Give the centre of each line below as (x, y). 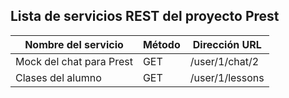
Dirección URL (227, 44)
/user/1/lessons (227, 77)
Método (161, 44)
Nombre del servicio (74, 44)
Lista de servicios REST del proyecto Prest (145, 16)
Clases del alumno (58, 77)
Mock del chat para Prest (74, 61)
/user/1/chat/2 (224, 61)
